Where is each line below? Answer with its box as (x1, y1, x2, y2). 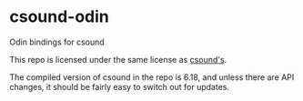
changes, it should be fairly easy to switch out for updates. (9, 81, 230, 92)
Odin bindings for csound (9, 36, 105, 47)
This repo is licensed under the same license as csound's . (9, 54, 227, 65)
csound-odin (9, 6, 109, 27)
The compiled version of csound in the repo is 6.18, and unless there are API (9, 71, 295, 83)
